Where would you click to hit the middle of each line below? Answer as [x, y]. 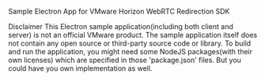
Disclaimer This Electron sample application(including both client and [121, 26]
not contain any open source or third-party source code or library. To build [130, 43]
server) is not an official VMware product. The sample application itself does [133, 35]
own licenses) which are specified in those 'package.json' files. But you [125, 60]
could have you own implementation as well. [80, 68]
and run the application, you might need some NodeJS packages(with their [131, 52]
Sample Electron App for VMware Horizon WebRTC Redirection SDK [119, 11]
